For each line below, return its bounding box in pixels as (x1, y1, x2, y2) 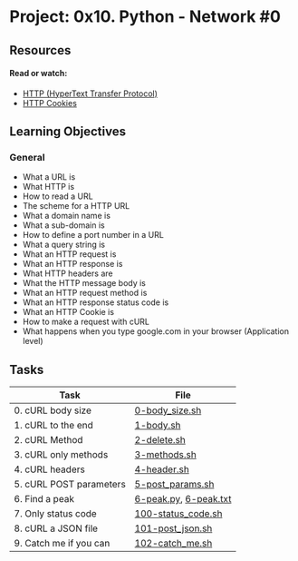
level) (22, 336, 43, 347)
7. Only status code (14, 507, 97, 520)
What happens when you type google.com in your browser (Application (22, 326, 290, 337)
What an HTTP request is (22, 249, 117, 260)
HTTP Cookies (22, 97, 77, 108)
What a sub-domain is (22, 220, 106, 231)
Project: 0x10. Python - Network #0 (9, 6, 281, 27)
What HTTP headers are (22, 268, 113, 279)
